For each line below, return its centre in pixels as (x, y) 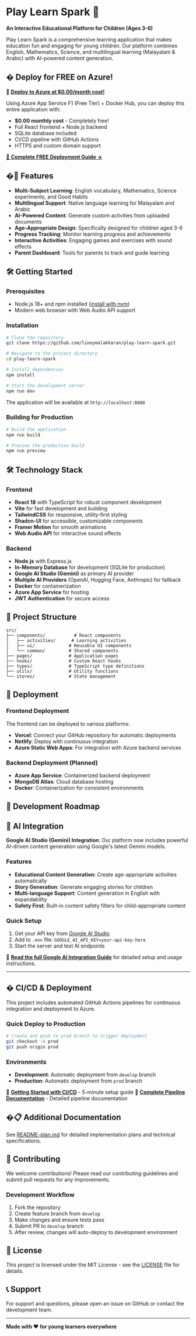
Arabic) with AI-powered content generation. (60, 58)
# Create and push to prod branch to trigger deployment (77, 1036)
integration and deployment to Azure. (51, 1008)
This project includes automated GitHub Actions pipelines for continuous (93, 1002)
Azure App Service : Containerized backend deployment (82, 775)
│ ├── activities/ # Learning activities (66, 641)
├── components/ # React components (64, 636)
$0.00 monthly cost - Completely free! (62, 121)
